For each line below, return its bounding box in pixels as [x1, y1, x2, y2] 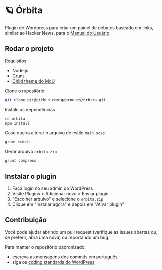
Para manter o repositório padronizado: [5, 244, 86, 250]
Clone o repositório [5, 88, 45, 94]
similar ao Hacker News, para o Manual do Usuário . [5, 30, 111, 36]
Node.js [12, 67, 29, 73]
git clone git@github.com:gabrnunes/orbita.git [5, 97, 106, 102]
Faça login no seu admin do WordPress [12, 185, 93, 191]
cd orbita [5, 116, 26, 121]
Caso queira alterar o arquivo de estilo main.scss [5, 130, 105, 136]
